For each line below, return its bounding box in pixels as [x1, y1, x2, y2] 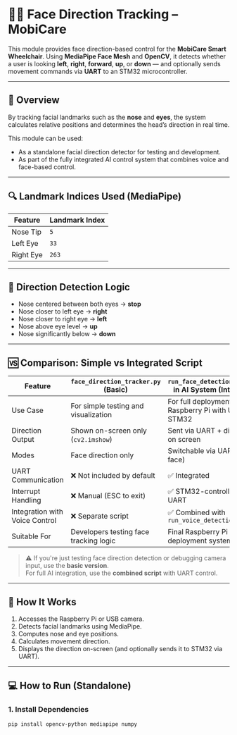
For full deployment [167, 397, 232, 407]
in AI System [172, 385, 217, 395]
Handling [11, 495, 41, 505]
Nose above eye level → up [18, 322, 98, 331]
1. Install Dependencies [8, 705, 89, 715]
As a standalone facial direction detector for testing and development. [18, 147, 221, 156]
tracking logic [70, 536, 116, 545]
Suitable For [11, 531, 51, 541]
